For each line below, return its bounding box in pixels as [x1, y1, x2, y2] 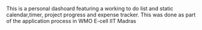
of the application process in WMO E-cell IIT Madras [6, 18, 137, 24]
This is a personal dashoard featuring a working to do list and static [6, 5, 174, 12]
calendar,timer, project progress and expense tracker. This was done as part [6, 11, 196, 18]
